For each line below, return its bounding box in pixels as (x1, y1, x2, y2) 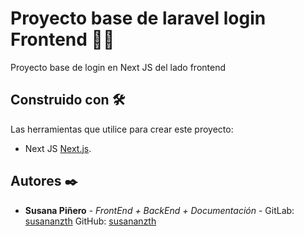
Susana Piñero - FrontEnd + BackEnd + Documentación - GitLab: (24, 204, 295, 216)
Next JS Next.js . (24, 142, 92, 154)
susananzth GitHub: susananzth (24, 215, 157, 227)
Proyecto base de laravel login (10, 7, 267, 30)
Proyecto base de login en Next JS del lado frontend (10, 61, 226, 73)
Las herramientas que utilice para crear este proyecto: (10, 123, 234, 135)
